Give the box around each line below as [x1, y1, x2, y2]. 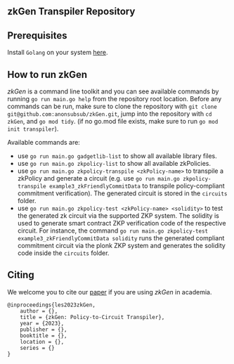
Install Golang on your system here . [7, 48, 108, 57]
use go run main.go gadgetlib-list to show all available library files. [17, 152, 218, 160]
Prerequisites [7, 30, 67, 41]
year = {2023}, [20, 320, 65, 327]
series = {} [20, 344, 55, 351]
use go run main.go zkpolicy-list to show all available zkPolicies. [17, 160, 211, 168]
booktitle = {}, [20, 332, 68, 339]
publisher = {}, [20, 326, 68, 333]
